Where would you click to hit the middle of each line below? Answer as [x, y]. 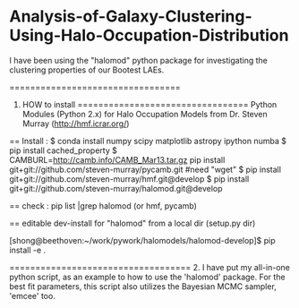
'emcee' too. [32, 295]
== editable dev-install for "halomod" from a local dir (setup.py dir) [132, 223]
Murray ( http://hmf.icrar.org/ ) [76, 124]
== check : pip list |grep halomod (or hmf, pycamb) [103, 205]
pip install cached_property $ [64, 150]
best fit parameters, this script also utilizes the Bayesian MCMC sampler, [143, 286]
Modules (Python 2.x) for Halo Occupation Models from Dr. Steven [145, 114]
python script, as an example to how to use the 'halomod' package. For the [147, 277]
